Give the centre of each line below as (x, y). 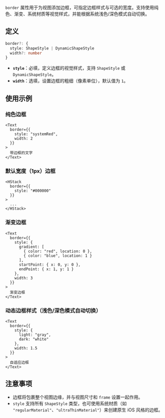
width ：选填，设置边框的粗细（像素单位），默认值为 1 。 (70, 81)
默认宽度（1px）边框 (31, 171)
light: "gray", (35, 335)
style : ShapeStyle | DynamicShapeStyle (52, 48)
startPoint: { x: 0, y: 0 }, (50, 265)
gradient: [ (31, 247)
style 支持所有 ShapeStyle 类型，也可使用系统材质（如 (70, 403)
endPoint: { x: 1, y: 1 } (46, 269)
